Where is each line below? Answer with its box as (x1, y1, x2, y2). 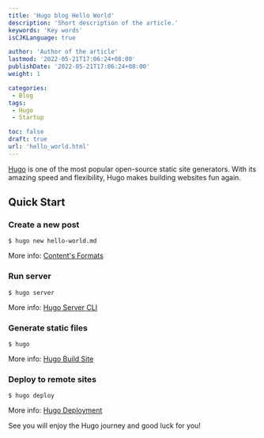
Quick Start (8, 195, 66, 210)
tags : (8, 99, 26, 107)
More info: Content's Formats (8, 251, 104, 261)
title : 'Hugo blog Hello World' (8, 11, 115, 20)
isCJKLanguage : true (8, 33, 77, 42)
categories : (8, 84, 47, 92)
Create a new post (8, 219, 80, 230)
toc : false (8, 128, 44, 136)
